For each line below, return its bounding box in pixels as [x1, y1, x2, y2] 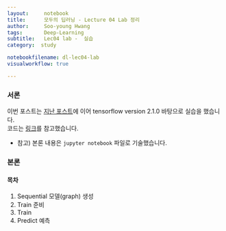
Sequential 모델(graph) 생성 [16, 192, 94, 200]
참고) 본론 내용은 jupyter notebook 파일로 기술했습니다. [16, 139, 168, 147]
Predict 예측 [16, 217, 51, 225]
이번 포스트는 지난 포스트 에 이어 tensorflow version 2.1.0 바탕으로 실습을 [7, 107, 202, 116]
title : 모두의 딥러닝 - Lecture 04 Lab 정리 [7, 16, 140, 23]
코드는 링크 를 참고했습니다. [7, 124, 79, 133]
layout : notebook [7, 10, 69, 17]
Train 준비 [16, 201, 45, 209]
